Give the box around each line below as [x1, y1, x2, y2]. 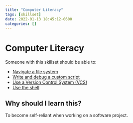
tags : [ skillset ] [5, 12, 41, 17]
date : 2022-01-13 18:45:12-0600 [5, 16, 72, 21]
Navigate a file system [12, 69, 58, 75]
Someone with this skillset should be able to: [5, 59, 97, 65]
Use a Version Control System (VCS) [12, 79, 88, 85]
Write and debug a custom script [12, 74, 80, 80]
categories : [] [5, 21, 37, 26]
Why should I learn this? [5, 99, 82, 108]
